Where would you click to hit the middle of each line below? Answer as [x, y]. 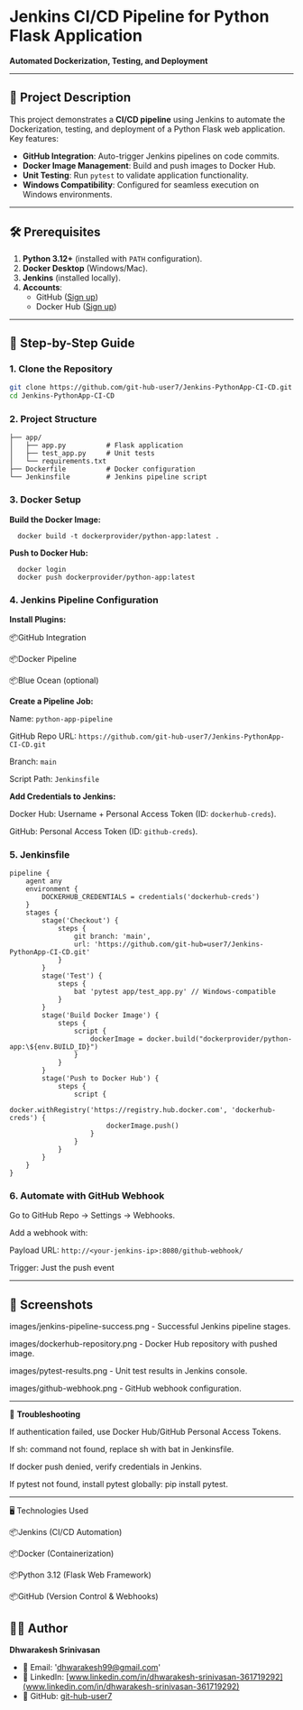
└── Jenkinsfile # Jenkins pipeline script [108, 477]
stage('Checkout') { [80, 921]
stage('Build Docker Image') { [101, 1016]
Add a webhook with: [49, 1233]
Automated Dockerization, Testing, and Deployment [109, 60]
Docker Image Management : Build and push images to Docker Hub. [149, 165]
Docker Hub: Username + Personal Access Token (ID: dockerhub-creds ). [143, 814]
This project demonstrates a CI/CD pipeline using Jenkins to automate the [147, 119]
